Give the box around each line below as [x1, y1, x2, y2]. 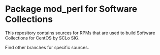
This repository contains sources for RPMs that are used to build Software [5, 30, 156, 36]
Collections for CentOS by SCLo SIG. [5, 35, 80, 41]
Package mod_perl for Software [5, 3, 138, 15]
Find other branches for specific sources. [5, 44, 89, 50]
